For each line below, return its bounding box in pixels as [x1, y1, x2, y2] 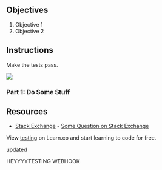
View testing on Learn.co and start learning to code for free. [6, 134, 157, 141]
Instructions [6, 45, 53, 55]
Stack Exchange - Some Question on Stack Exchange [15, 123, 149, 130]
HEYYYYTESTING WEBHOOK [6, 158, 80, 165]
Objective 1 [15, 21, 43, 28]
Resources [6, 106, 48, 117]
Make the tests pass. [6, 61, 59, 69]
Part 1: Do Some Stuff [6, 87, 70, 96]
